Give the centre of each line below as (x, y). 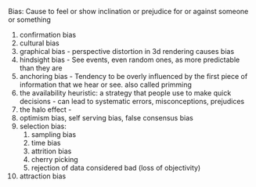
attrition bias (51, 151)
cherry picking (54, 159)
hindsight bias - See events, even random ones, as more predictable (130, 59)
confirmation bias (48, 35)
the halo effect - (45, 110)
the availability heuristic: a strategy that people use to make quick (125, 93)
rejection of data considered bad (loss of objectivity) (116, 168)
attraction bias (43, 176)
